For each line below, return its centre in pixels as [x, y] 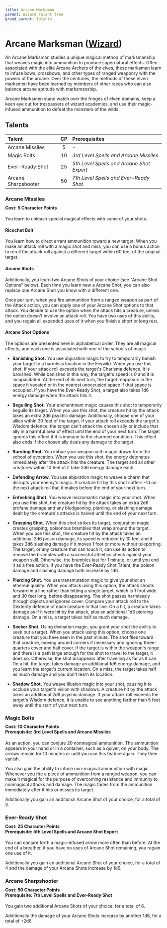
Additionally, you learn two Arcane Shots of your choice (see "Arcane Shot [81, 280]
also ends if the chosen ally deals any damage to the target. [74, 442]
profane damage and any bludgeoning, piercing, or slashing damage [82, 508]
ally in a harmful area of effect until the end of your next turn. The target [86, 431]
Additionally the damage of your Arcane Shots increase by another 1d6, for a [83, 916]
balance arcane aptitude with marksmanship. [51, 89]
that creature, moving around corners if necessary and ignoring [77, 642]
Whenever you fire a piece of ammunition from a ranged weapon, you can [81, 774]
